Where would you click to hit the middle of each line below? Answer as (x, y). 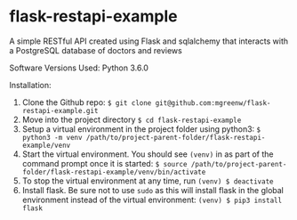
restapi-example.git (60, 110)
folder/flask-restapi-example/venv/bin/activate (114, 172)
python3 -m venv (52, 137)
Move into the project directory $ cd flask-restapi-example (132, 119)
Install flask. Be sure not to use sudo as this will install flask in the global (153, 190)
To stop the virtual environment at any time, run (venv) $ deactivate (148, 181)
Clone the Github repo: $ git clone (87, 102)
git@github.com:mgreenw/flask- (213, 103)
